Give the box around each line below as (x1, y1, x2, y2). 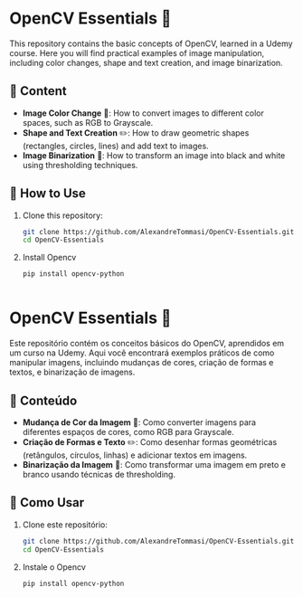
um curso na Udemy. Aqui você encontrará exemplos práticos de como (9, 347, 275, 358)
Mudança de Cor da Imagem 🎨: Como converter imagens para (22, 416, 256, 428)
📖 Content (9, 83, 68, 99)
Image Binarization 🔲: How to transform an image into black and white (22, 149, 286, 161)
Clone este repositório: (22, 519, 109, 530)
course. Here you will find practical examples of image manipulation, (9, 47, 265, 58)
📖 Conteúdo (9, 393, 78, 408)
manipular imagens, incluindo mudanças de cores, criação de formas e (9, 357, 274, 368)
